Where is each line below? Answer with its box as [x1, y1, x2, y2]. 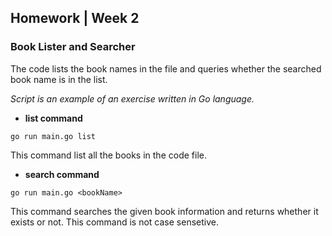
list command [24, 112, 83, 124]
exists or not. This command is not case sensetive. [10, 216, 219, 228]
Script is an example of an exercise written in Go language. [10, 92, 255, 105]
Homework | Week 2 [10, 10, 140, 27]
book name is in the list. [10, 73, 108, 85]
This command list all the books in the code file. [10, 149, 207, 161]
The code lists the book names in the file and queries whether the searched [10, 62, 322, 75]
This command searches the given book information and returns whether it [10, 205, 319, 217]
